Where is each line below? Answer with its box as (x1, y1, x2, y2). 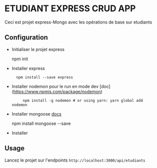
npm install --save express (16, 74, 74, 80)
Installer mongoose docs (11, 111, 62, 117)
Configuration (4, 33, 48, 42)
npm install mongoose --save (11, 120, 71, 126)
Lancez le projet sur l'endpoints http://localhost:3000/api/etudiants (4, 157, 146, 163)
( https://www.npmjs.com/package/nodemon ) (11, 89, 103, 95)
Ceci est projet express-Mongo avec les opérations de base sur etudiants (4, 19, 152, 25)
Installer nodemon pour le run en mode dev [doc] (11, 83, 111, 89)
